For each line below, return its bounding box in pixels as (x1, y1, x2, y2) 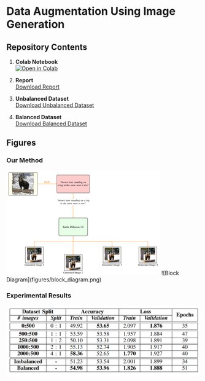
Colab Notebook (15, 58, 58, 65)
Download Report (15, 83, 60, 90)
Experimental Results (6, 291, 72, 299)
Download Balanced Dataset (15, 120, 87, 127)
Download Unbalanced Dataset (15, 101, 95, 109)
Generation (6, 17, 65, 31)
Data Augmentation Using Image (6, 4, 176, 18)
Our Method (6, 156, 43, 165)
